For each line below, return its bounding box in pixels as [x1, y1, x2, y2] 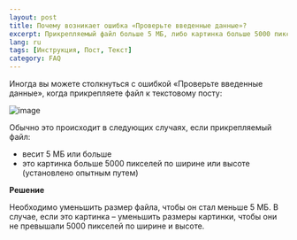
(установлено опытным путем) [21, 167, 139, 178]
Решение [9, 185, 45, 195]
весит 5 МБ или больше [21, 149, 112, 159]
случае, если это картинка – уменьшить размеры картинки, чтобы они [9, 212, 278, 221]
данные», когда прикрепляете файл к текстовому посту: [9, 88, 223, 98]
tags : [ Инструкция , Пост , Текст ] [9, 46, 133, 55]
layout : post [9, 12, 57, 22]
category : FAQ [9, 54, 62, 63]
